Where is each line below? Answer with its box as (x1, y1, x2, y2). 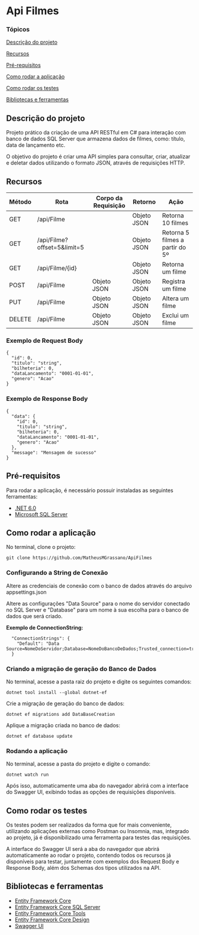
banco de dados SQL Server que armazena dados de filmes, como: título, (6, 135, 185, 143)
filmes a (162, 236, 184, 244)
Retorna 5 (162, 229, 190, 237)
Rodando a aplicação (6, 747, 68, 755)
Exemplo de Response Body (6, 395, 88, 403)
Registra (162, 277, 185, 285)
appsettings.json (6, 588, 47, 596)
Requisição (93, 201, 126, 210)
